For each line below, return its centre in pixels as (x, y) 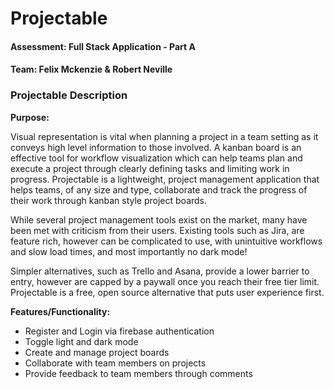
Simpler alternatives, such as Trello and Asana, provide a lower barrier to (160, 271)
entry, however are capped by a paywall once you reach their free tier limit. (165, 281)
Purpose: (30, 117)
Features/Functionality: (60, 311)
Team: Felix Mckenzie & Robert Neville (91, 69)
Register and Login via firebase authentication (119, 331)
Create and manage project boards (97, 352)
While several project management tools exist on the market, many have (159, 219)
